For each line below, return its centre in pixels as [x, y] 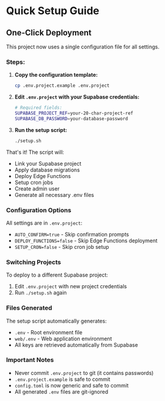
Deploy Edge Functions [43, 176]
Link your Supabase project [48, 163]
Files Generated [29, 308]
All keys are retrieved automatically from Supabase [76, 345]
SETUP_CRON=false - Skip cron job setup [62, 246]
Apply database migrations [47, 170]
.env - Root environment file [48, 332]
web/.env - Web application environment [63, 338]
